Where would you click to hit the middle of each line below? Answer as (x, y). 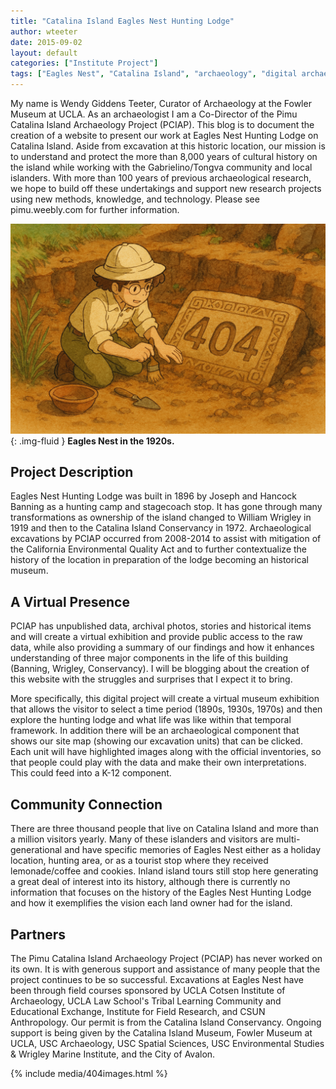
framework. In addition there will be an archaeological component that (155, 731)
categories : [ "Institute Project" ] (84, 63)
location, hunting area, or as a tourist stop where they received (139, 861)
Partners (38, 934)
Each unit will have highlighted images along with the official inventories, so (166, 752)
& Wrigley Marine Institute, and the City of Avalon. (113, 1054)
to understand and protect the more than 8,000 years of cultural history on (164, 156)
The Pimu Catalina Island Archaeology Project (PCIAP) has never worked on (166, 958)
